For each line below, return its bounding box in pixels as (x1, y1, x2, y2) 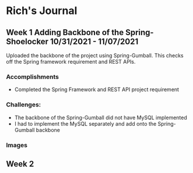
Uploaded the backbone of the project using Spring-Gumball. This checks (6, 52, 184, 59)
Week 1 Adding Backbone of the (6, 27, 124, 37)
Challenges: (6, 101, 41, 109)
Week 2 (6, 159, 34, 169)
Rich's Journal (6, 4, 78, 18)
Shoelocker (6, 36, 48, 46)
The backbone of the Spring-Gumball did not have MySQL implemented (14, 114, 188, 121)
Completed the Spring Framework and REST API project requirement (14, 86, 180, 93)
